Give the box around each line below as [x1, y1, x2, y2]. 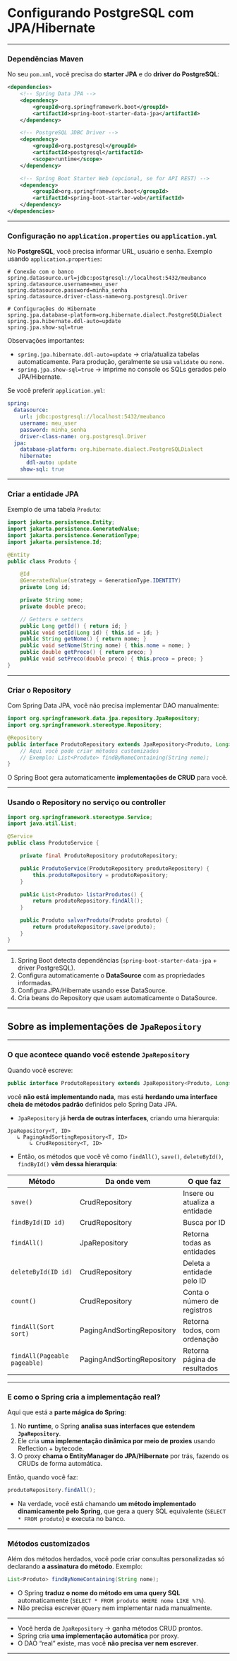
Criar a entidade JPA [7, 489, 79, 499]
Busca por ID [183, 1217, 226, 1227]
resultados [183, 1363, 219, 1373]
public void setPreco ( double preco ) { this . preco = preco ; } [20, 655, 204, 662]
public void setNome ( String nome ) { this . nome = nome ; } [20, 642, 191, 650]
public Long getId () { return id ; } [20, 622, 128, 630]
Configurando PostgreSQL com [7, 5, 195, 21]
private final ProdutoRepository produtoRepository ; [20, 852, 178, 859]
